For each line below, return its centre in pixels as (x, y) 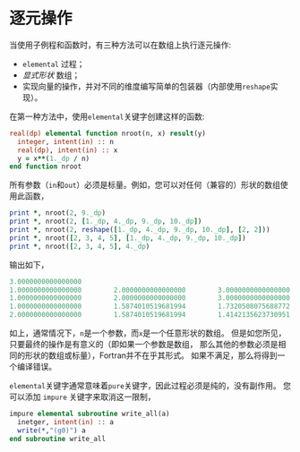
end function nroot (46, 166)
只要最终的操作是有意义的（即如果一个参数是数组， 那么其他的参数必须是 (144, 345)
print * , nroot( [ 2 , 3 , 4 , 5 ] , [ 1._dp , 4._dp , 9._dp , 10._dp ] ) (128, 238)
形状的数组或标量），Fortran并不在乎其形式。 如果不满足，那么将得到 (151, 355)
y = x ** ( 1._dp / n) (54, 158)
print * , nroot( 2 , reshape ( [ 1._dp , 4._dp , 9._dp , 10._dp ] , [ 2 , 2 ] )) (140, 230)
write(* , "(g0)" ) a (52, 431)
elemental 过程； (53, 64)
